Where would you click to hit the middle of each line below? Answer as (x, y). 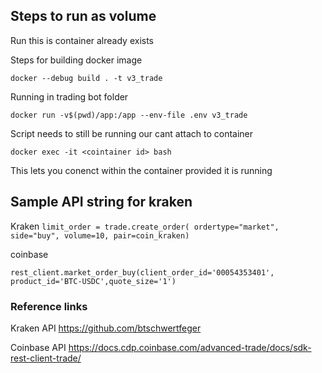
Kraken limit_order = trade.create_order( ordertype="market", (145, 226)
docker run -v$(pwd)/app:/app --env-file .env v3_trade (129, 115)
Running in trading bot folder (69, 96)
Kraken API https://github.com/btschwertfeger (106, 328)
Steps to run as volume (83, 16)
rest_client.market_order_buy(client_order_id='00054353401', (142, 272)
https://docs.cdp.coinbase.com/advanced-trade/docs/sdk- (190, 347)
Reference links (49, 306)
